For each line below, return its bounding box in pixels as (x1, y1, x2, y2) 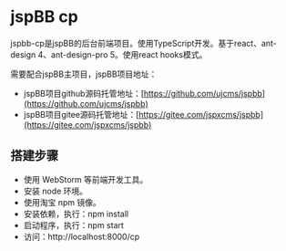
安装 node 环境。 (23, 185, 88, 196)
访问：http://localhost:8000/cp (23, 231, 140, 242)
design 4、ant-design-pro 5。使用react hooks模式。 (10, 48, 208, 60)
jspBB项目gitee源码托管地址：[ (23, 109, 139, 120)
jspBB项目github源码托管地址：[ (23, 88, 145, 99)
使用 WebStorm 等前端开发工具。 (23, 173, 148, 184)
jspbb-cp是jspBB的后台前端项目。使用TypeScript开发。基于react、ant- (10, 37, 277, 48)
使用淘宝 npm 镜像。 (23, 196, 101, 207)
